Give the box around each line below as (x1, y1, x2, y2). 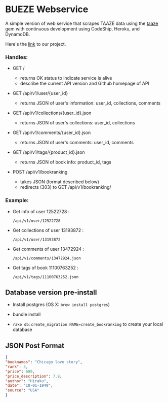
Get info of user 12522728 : (12, 208, 70, 214)
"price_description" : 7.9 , (5, 374, 62, 379)
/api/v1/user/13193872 (12, 237, 61, 242)
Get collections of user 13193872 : (12, 227, 84, 233)
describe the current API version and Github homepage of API (20, 80, 149, 87)
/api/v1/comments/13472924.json (12, 255, 81, 261)
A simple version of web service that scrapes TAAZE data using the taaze (5, 20, 158, 26)
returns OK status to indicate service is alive (20, 75, 112, 81)
